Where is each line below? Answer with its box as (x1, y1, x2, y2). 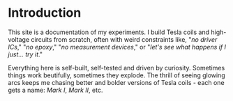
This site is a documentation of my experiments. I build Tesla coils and (8, 28, 210, 36)
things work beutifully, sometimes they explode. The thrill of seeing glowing (8, 71, 225, 79)
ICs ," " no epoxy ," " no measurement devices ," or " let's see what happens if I (8, 42, 226, 51)
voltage (8, 35, 30, 43)
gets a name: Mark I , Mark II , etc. (8, 86, 103, 94)
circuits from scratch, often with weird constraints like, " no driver (31, 35, 218, 43)
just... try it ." (8, 50, 43, 59)
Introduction (8, 5, 82, 21)
